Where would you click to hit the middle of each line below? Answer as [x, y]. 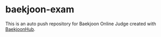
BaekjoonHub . [20, 29]
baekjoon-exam [40, 10]
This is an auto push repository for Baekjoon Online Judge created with [81, 24]
